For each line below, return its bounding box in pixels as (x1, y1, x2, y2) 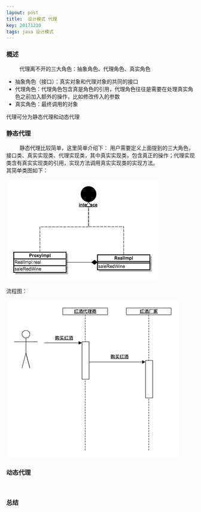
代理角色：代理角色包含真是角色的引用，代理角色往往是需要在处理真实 (14, 85, 188, 92)
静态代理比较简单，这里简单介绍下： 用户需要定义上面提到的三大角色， (19, 144, 194, 151)
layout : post (6, 10, 39, 16)
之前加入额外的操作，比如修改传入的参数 (20, 93, 120, 100)
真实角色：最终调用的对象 (14, 100, 78, 107)
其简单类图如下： (6, 167, 48, 174)
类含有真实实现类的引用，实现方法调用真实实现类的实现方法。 (6, 159, 159, 166)
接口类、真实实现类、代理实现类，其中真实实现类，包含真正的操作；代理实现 (6, 152, 195, 159)
